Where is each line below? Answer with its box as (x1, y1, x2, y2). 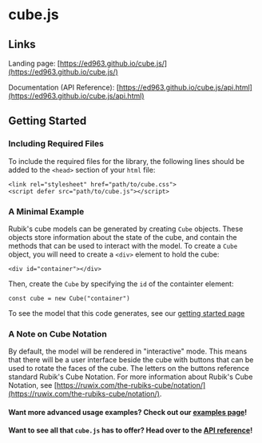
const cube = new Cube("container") (8, 294, 130, 302)
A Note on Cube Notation (8, 328, 108, 339)
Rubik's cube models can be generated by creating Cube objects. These (8, 224, 244, 233)
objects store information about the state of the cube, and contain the (8, 232, 237, 241)
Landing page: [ (8, 58, 61, 68)
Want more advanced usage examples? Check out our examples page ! (8, 407, 248, 417)
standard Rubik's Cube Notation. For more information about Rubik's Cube (8, 372, 253, 381)
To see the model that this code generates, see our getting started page (8, 308, 245, 317)
